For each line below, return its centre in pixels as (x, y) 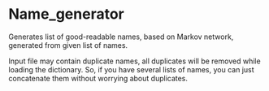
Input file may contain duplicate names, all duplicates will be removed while (135, 61)
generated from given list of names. (68, 45)
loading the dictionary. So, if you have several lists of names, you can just (131, 69)
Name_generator (66, 14)
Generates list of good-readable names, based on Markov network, (121, 37)
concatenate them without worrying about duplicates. (98, 78)
